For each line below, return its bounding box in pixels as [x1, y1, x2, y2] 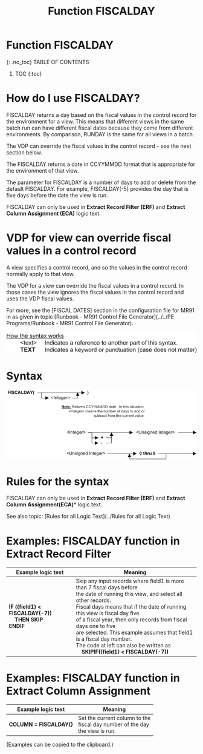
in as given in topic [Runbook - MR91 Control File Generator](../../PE [6, 313, 174, 320]
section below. [6, 148, 42, 156]
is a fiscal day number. [76, 635, 132, 643]
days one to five [76, 623, 116, 630]
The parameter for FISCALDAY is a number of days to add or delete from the [6, 179, 196, 186]
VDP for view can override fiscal [6, 231, 172, 245]
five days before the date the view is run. [6, 191, 108, 199]
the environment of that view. [6, 167, 79, 174]
